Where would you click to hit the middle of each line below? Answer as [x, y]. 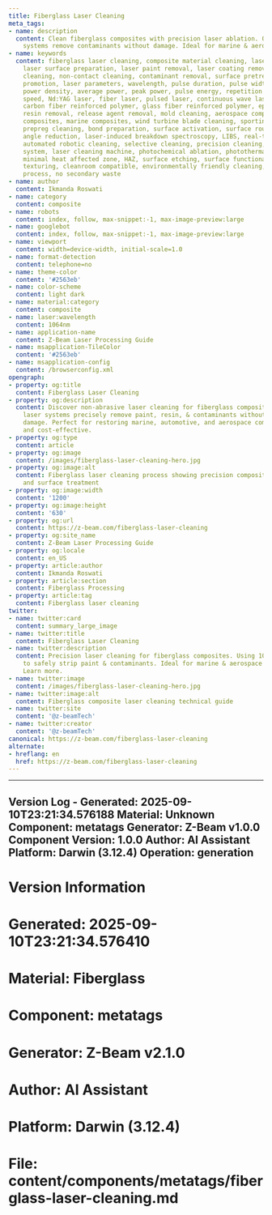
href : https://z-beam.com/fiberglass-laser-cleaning [106, 761]
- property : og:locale [47, 551]
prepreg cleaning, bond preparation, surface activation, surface [137, 129]
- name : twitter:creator [50, 724]
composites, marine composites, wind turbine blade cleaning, [130, 122]
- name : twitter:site [45, 709]
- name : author [34, 182]
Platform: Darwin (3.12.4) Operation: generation [131, 853]
